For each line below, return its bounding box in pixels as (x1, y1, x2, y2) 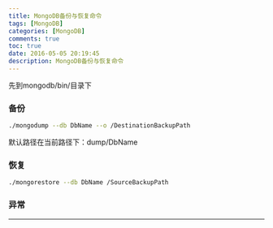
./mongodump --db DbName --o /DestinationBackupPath (8, 122, 191, 130)
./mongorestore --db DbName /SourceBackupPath (8, 179, 169, 187)
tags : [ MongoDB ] (8, 19, 63, 28)
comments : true (8, 34, 60, 43)
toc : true (8, 42, 42, 50)
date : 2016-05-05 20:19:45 (8, 49, 100, 58)
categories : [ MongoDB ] (8, 27, 85, 35)
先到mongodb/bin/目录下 (8, 80, 92, 90)
